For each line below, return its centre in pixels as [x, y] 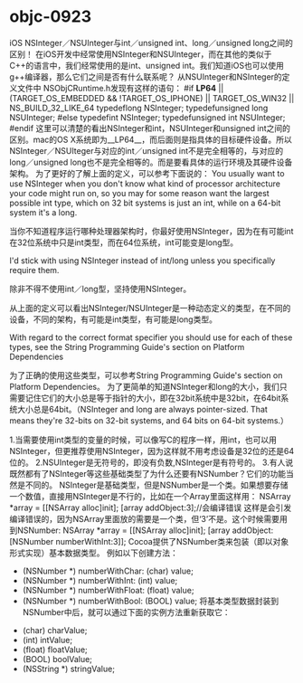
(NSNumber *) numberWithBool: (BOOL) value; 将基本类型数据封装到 [150, 601]
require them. [34, 270]
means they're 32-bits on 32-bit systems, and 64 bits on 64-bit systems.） [149, 420]
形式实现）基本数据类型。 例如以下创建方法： [94, 553]
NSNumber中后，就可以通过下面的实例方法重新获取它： [126, 612]
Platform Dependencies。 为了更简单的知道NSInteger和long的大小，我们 [145, 386]
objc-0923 [51, 17]
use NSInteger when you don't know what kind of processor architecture [145, 184]
